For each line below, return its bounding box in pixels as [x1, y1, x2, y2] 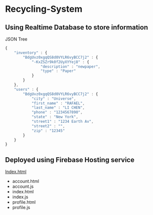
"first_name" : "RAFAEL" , [31, 101, 85, 106]
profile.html [12, 199, 36, 205]
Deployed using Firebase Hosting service [5, 155, 135, 164]
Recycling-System [5, 3, 83, 15]
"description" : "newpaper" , [40, 64, 100, 69]
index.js [12, 194, 29, 200]
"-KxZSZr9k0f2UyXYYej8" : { [31, 59, 90, 65]
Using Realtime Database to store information [5, 23, 148, 32]
